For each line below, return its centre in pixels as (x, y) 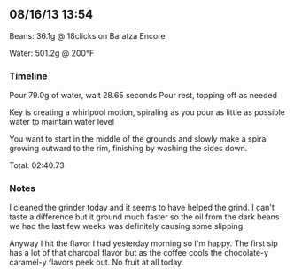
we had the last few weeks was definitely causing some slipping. (127, 226)
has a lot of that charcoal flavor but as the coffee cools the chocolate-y (139, 253)
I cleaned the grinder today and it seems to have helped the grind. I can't (142, 208)
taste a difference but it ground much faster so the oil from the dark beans (144, 217)
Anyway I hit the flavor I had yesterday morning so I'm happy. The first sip (144, 243)
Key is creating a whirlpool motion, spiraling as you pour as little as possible (147, 112)
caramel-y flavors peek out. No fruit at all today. (97, 262)
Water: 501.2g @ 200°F (52, 53)
